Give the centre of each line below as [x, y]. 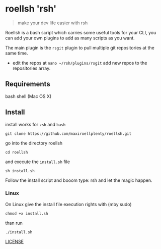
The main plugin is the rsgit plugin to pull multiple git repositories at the [80, 47]
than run [14, 223]
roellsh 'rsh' [31, 9]
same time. [17, 53]
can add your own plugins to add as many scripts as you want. [70, 38]
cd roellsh [17, 152]
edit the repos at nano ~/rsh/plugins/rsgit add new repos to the [80, 63]
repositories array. [31, 68]
